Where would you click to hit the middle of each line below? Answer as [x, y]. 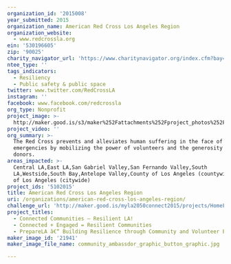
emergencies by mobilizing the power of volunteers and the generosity [118, 148]
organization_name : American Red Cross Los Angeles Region [93, 26]
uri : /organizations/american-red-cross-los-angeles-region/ [97, 200]
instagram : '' [27, 97]
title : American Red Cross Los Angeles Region [75, 193]
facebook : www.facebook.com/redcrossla [64, 103]
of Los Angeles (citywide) [52, 180]
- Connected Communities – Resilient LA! [74, 219]
